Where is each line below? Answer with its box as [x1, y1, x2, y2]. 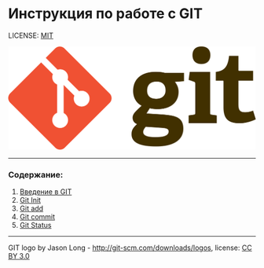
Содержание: [8, 170, 64, 181]
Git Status [19, 221, 52, 230]
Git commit [19, 212, 56, 222]
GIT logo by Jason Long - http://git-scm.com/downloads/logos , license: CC [8, 243, 253, 252]
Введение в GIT [19, 187, 72, 196]
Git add [19, 204, 44, 213]
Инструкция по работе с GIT [8, 5, 203, 23]
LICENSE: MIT [8, 31, 53, 40]
